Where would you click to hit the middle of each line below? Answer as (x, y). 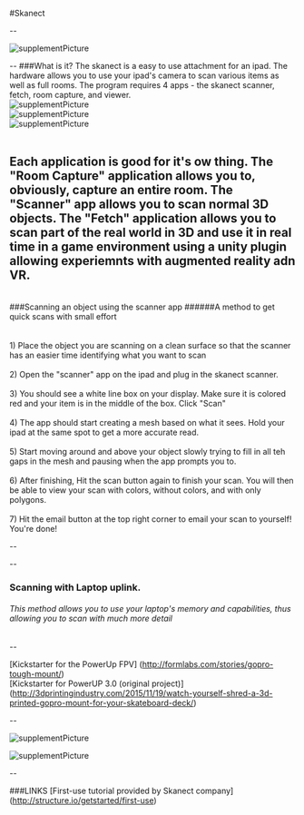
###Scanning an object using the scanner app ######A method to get (142, 307)
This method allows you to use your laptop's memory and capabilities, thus (151, 609)
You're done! (33, 528)
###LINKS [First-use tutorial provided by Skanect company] (122, 790)
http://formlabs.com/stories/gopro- (208, 664)
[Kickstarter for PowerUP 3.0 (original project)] (97, 683)
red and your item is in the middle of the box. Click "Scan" (118, 403)
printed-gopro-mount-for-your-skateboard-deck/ (102, 702)
